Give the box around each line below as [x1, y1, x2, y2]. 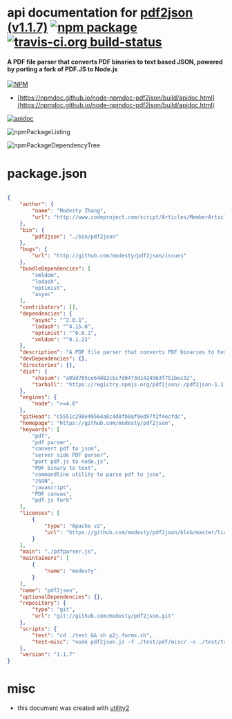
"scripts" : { [19, 625, 57, 632]
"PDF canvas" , [32, 490, 72, 498]
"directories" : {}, [19, 362, 76, 369]
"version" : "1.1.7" [19, 651, 76, 658]
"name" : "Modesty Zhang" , [32, 208, 107, 215]
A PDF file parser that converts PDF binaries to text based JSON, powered [7, 57, 223, 66]
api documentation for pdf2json [7, 5, 193, 21]
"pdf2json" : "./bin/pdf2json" [32, 233, 119, 240]
